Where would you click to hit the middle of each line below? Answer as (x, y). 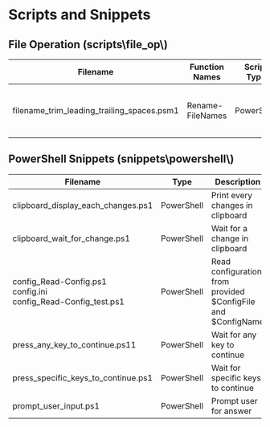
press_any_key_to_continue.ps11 (74, 344)
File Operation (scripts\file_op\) (88, 45)
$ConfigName (237, 321)
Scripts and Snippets (80, 15)
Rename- (205, 106)
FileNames (207, 116)
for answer (231, 411)
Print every (232, 195)
